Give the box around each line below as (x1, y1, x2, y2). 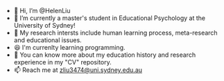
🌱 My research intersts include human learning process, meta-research (13, 28, 218, 37)
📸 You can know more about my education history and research (13, 51, 196, 59)
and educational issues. (13, 36, 82, 44)
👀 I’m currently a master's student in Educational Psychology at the (13, 14, 206, 22)
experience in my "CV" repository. (13, 58, 112, 66)
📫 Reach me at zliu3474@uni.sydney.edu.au (13, 66, 143, 74)
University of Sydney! (13, 21, 76, 29)
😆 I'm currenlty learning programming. (13, 44, 126, 51)
